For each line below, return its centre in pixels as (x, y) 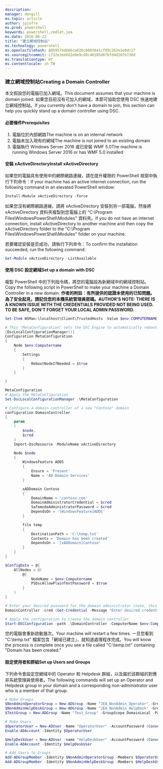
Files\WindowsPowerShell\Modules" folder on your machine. (65, 234)
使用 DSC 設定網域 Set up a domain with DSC (50, 270)
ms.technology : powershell (32, 46)
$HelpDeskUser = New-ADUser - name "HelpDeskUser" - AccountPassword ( (77, 740)
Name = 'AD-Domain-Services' (60, 476)
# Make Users (18, 722)
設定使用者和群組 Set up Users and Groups (48, 662)
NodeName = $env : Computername (61, 579)
